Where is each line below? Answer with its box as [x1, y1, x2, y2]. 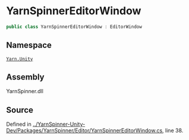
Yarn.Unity [6, 56, 33, 62]
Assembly [6, 72, 45, 82]
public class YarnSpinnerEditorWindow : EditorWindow [6, 24, 143, 30]
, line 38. [162, 127, 184, 134]
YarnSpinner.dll [6, 88, 43, 95]
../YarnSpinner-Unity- [32, 120, 86, 128]
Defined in [6, 120, 31, 128]
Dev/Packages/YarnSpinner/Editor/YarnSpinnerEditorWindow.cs [6, 127, 163, 134]
